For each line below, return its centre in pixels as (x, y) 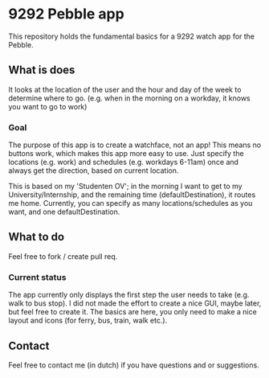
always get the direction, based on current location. (94, 171)
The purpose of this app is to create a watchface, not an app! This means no (135, 145)
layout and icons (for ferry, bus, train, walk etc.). (88, 320)
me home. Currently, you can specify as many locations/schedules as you (130, 203)
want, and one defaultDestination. (64, 212)
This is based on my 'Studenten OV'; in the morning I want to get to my (125, 187)
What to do (37, 237)
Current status (37, 277)
